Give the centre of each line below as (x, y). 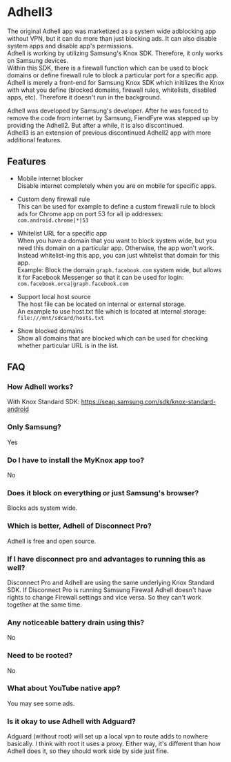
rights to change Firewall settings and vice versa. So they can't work (104, 597)
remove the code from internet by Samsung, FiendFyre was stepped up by (113, 117)
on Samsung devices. (38, 60)
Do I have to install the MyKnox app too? (76, 460)
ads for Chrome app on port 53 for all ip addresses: (90, 213)
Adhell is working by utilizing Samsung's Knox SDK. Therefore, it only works (115, 53)
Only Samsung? (34, 427)
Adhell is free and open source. (52, 541)
